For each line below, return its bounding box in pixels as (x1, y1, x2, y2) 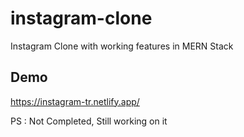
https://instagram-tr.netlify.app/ (10, 95, 140, 107)
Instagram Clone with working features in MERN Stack (10, 40, 234, 52)
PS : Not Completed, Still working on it (10, 115, 168, 127)
